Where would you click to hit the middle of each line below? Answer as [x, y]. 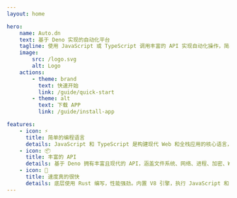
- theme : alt [51, 99]
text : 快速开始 [58, 85]
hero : [15, 26]
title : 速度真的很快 [52, 177]
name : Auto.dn [40, 33]
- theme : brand [54, 79]
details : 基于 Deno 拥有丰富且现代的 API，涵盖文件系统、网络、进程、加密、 [127, 164]
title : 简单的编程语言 [55, 137]
